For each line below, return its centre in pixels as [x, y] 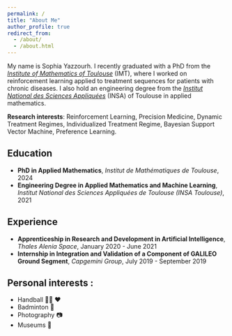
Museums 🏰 [34, 325]
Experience [32, 222]
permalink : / [26, 14]
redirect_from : [29, 33]
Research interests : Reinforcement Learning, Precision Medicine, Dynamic [115, 117]
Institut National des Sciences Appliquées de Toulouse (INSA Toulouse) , [121, 192]
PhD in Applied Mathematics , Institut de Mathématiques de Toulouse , [118, 170]
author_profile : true [39, 27]
